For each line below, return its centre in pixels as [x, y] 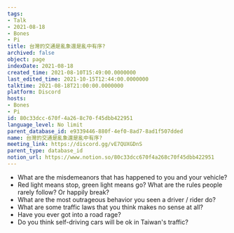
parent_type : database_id [45, 151]
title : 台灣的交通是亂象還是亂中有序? [56, 46]
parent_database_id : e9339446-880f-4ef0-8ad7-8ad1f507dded [95, 131]
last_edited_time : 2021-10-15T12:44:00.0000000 [78, 79]
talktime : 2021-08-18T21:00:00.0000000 [66, 86]
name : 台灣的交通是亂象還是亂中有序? [55, 138]
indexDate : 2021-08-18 [40, 66]
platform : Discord [34, 92]
